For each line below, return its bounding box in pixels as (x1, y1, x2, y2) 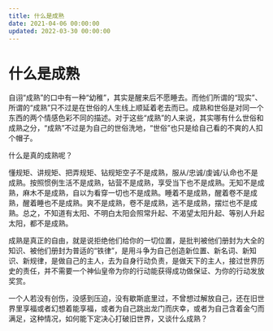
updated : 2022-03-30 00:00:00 (8, 27, 111, 35)
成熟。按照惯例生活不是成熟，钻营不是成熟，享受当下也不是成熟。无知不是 (8, 178, 258, 187)
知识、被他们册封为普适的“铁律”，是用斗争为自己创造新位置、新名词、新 (8, 246, 250, 256)
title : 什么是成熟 (8, 11, 65, 20)
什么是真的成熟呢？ (8, 151, 73, 161)
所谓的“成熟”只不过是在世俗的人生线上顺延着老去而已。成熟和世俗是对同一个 (8, 103, 264, 113)
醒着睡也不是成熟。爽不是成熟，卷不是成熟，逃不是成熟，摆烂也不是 (22, 198, 250, 208)
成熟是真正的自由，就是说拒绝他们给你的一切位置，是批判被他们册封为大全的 (8, 236, 265, 246)
